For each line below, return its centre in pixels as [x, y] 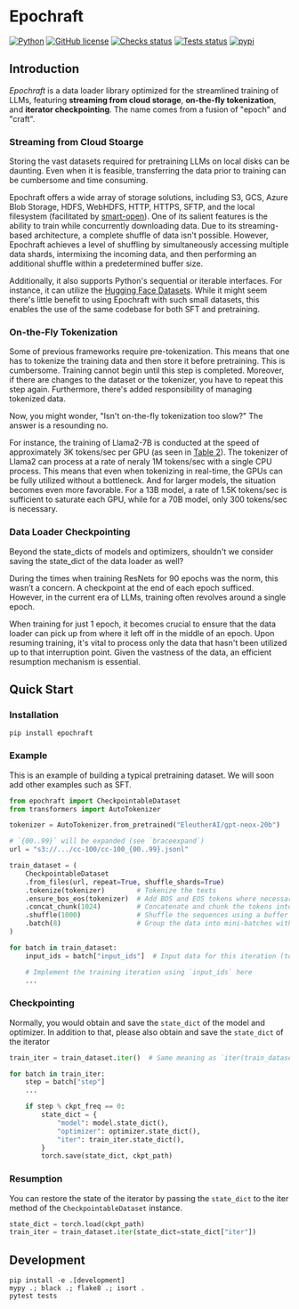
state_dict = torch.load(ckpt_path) [77, 1224]
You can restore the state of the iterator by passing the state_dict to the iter [149, 1198]
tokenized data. [38, 399]
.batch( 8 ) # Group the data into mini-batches [149, 924]
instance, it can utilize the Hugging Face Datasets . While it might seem [138, 290]
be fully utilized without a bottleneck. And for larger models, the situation [142, 481]
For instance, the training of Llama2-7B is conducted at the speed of [134, 443]
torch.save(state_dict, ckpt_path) [107, 1156]
